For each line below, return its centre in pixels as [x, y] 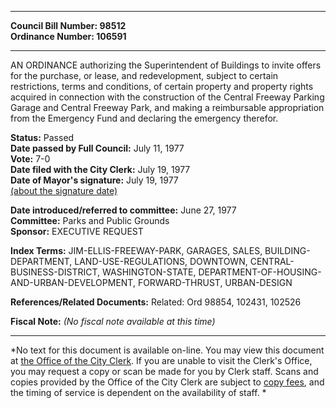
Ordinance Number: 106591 [68, 36]
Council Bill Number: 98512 [68, 25]
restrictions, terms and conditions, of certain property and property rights [162, 86]
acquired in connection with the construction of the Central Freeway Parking [167, 97]
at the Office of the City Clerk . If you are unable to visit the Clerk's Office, [161, 360]
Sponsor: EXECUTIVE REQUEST [77, 231]
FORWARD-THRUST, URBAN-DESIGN [215, 282]
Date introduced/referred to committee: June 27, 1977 [123, 210]
